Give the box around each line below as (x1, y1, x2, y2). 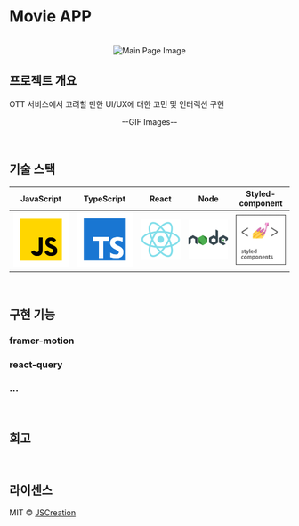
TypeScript (83, 193, 126, 204)
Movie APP (9, 6, 92, 27)
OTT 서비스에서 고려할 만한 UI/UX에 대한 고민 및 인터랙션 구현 (9, 98, 225, 109)
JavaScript (20, 193, 62, 204)
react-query (9, 358, 63, 371)
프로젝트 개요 (9, 73, 77, 88)
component (238, 198, 283, 209)
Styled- (246, 189, 276, 200)
